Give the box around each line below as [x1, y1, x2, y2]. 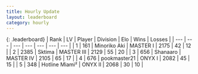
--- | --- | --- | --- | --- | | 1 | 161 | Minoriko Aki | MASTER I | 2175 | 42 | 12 [12, 42, 191, 49]
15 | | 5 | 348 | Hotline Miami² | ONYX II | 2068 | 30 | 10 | [6, 61, 144, 68]
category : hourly [6, 20, 49, 25]
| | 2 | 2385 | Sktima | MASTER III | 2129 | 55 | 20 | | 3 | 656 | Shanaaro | [6, 49, 181, 56]
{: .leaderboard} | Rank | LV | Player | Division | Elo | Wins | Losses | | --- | [6, 36, 186, 43]
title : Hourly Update [6, 8, 60, 15]
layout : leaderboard [6, 14, 58, 20]
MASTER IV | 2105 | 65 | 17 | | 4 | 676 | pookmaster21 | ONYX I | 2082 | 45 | [6, 54, 190, 62]
